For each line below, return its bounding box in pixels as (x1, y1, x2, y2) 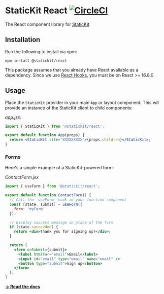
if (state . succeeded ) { (9, 224, 58, 229)
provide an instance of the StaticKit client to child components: (5, 105, 133, 110)
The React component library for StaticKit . (5, 21, 91, 27)
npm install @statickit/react (5, 58, 67, 63)
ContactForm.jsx (5, 174, 39, 180)
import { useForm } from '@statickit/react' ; (5, 184, 100, 189)
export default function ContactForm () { (5, 193, 92, 198)
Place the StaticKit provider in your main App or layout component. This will (5, 99, 160, 106)
